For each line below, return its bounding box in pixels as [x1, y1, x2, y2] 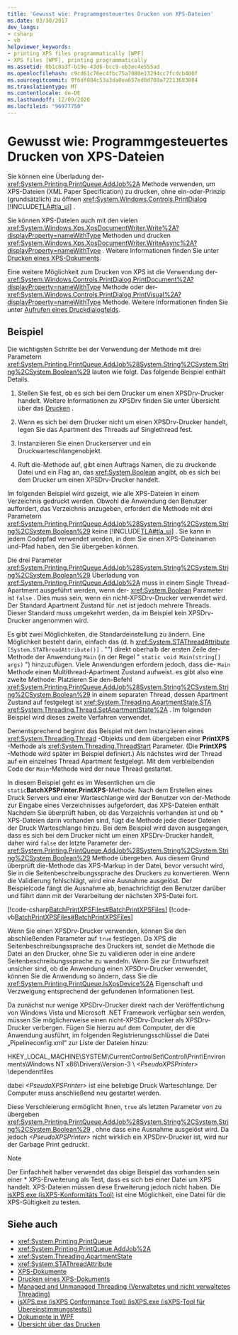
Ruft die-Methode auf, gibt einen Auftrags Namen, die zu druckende [17, 460, 217, 469]
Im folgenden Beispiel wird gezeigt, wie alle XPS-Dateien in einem [7, 489, 200, 497]
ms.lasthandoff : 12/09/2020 [7, 97, 91, 104]
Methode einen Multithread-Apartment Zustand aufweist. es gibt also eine [7, 667, 224, 676]
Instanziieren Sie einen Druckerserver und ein [17, 438, 152, 448]
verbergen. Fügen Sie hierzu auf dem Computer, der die [32, 1023, 195, 1032]
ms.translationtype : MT [7, 83, 78, 90]
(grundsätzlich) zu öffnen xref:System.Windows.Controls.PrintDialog [7, 195, 208, 203]
